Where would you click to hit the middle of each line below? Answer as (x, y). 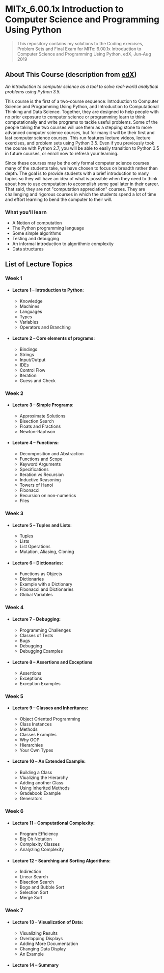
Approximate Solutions (42, 416)
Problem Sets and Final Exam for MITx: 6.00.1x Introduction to (79, 49)
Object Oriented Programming (50, 719)
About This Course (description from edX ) (71, 75)
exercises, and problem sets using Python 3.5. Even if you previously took (80, 143)
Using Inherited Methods (44, 788)
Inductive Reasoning (40, 480)
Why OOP (29, 740)
